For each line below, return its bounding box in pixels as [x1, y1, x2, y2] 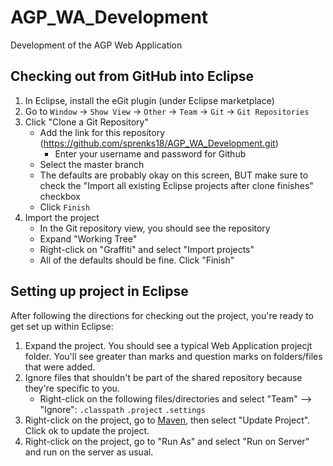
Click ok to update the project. [24, 424, 150, 436]
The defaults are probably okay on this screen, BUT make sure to [39, 169, 309, 181]
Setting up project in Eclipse [10, 283, 189, 300]
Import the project [24, 211, 100, 223]
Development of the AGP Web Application [10, 39, 183, 51]
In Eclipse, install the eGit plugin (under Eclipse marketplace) [24, 94, 275, 106]
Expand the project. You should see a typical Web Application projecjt [24, 339, 313, 351]
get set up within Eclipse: [10, 320, 114, 332]
